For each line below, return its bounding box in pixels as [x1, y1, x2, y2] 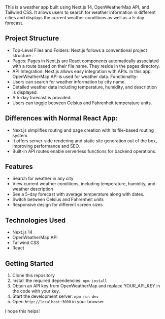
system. [12, 132, 29, 138]
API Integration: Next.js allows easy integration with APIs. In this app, [12, 68, 152, 74]
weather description [12, 186, 53, 192]
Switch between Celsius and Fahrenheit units [12, 197, 104, 202]
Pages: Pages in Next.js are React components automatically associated [12, 58, 159, 64]
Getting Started [5, 259, 54, 268]
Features [5, 162, 33, 171]
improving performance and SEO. [12, 143, 80, 149]
